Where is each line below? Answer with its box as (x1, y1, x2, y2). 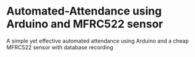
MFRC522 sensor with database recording (6, 44, 113, 51)
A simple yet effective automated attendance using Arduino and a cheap (6, 37, 189, 44)
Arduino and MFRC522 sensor (6, 17, 164, 31)
